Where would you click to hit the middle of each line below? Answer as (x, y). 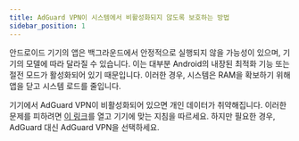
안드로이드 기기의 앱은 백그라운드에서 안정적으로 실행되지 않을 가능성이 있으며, (145, 52)
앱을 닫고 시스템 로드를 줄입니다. (66, 86)
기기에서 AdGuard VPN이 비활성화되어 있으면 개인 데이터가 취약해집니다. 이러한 (148, 104)
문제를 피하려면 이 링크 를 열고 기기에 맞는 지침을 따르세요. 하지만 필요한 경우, (142, 116)
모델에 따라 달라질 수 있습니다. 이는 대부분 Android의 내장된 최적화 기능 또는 (158, 63)
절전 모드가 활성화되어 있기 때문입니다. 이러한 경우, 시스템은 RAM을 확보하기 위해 (150, 75)
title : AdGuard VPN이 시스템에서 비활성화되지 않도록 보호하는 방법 (120, 17)
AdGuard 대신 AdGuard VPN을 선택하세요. (84, 127)
